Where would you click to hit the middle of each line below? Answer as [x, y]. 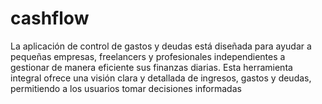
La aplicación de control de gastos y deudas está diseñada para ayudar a [161, 46]
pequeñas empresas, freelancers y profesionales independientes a [148, 56]
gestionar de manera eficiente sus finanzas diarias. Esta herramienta [151, 67]
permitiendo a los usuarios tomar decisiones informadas [126, 88]
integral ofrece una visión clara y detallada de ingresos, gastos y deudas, [161, 78]
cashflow [50, 18]
